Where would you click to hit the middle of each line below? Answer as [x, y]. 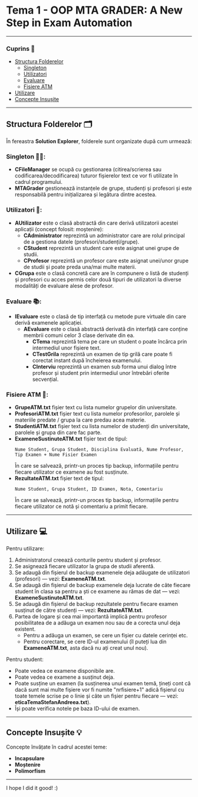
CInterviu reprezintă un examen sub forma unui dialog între [104, 367]
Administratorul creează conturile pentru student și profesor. [88, 560]
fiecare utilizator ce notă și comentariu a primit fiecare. [81, 507]
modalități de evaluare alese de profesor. [64, 286]
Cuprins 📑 [21, 48]
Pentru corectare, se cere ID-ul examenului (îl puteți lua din [95, 642]
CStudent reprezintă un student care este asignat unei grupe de [101, 248]
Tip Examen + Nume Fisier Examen [56, 455]
